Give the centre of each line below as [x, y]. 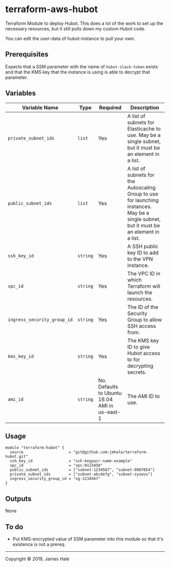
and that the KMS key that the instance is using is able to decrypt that [78, 72]
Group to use [143, 194]
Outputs [18, 498]
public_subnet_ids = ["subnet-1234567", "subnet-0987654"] [82, 470]
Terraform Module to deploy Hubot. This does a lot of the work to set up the [84, 23]
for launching [143, 200]
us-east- [109, 412]
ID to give [139, 346]
